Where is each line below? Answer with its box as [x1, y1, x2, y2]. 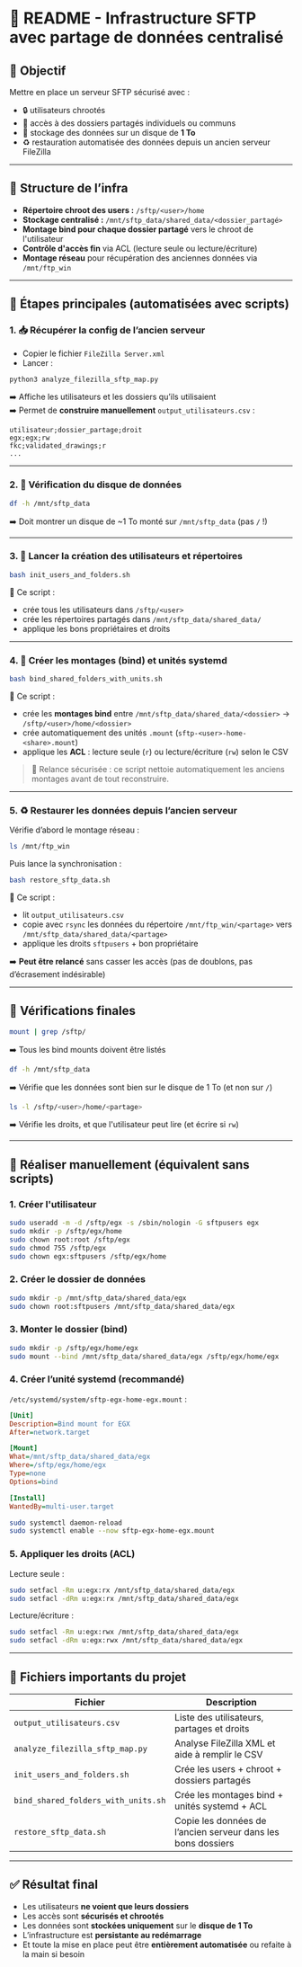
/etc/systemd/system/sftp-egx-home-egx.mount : [9, 1393, 187, 1404]
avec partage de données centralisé [9, 27, 284, 48]
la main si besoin [22, 1948, 85, 1959]
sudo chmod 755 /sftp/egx [9, 1243, 106, 1252]
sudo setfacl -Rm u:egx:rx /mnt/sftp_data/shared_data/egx [9, 1586, 235, 1595]
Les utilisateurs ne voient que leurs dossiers [22, 1900, 190, 1911]
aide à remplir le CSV [174, 1748, 263, 1760]
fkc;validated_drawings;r [9, 441, 106, 450]
